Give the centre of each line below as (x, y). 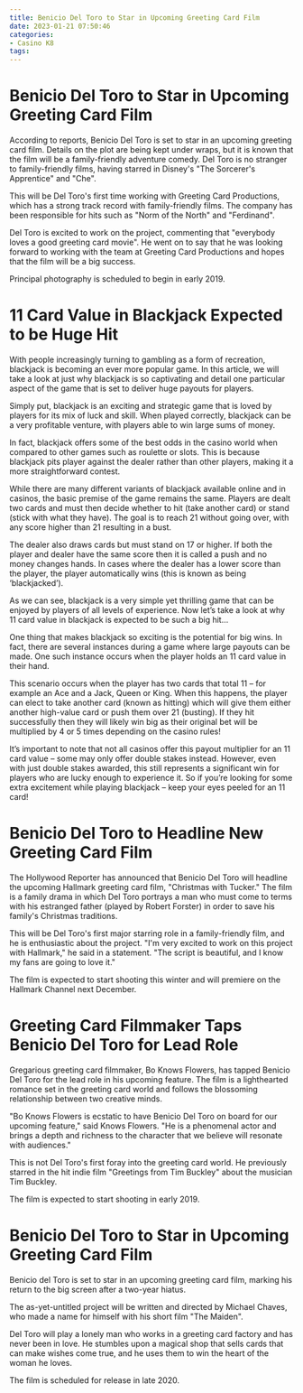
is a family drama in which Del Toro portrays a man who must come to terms (151, 896)
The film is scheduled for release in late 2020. (95, 1380)
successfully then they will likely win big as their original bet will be (134, 722)
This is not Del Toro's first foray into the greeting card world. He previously (148, 1162)
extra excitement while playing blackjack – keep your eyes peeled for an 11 (147, 787)
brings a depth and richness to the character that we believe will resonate (146, 1135)
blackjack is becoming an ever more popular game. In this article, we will (144, 369)
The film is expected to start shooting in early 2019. (105, 1199)
